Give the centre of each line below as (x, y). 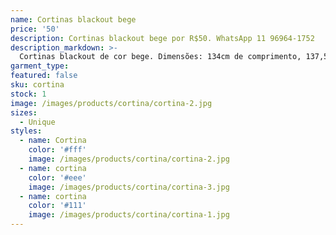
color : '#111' (57, 206)
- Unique (37, 122)
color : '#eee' (57, 177)
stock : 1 (28, 94)
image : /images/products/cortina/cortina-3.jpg (129, 187)
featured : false (44, 76)
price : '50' (35, 29)
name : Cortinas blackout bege (73, 19)
